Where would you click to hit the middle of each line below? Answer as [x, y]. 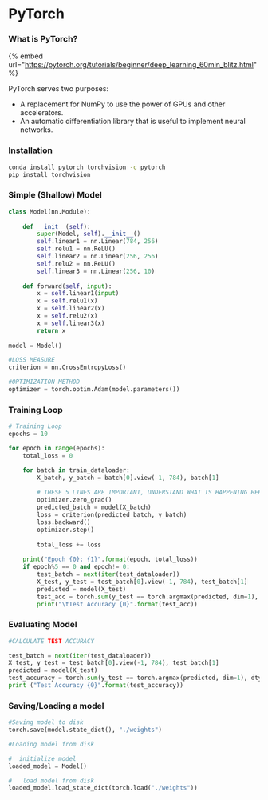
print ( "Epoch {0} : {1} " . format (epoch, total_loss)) [110, 560]
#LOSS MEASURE [32, 360]
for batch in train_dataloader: [76, 470]
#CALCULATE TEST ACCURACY [51, 641]
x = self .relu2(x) [67, 316]
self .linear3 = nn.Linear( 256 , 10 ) [96, 271]
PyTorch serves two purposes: [59, 89]
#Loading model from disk [51, 744]
